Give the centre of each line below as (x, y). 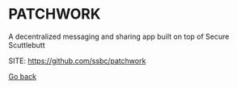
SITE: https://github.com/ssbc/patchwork (77, 61)
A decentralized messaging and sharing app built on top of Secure (119, 36)
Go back (23, 76)
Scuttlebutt (27, 44)
